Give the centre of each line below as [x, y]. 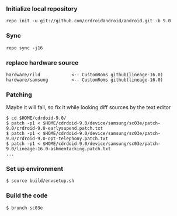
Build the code [27, 195]
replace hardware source [42, 62]
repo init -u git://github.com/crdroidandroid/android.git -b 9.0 [88, 21]
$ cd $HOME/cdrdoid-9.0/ [36, 118]
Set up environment [34, 169]
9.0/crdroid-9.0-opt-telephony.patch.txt [57, 139]
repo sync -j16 [25, 48]
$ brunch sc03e [25, 208]
